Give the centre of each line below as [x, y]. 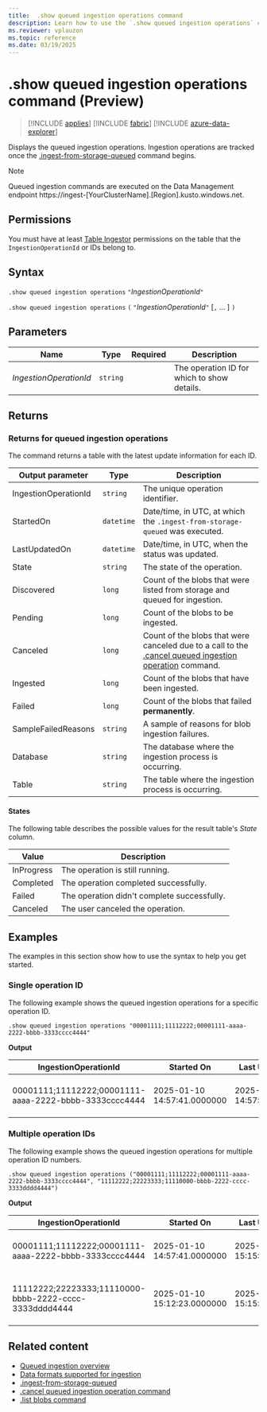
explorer [41, 132]
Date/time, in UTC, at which [194, 512]
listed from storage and [186, 590]
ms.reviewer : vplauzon [46, 30]
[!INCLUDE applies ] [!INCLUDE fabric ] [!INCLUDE [108, 123]
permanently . [169, 711]
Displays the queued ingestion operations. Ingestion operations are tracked [132, 147]
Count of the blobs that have [196, 679]
